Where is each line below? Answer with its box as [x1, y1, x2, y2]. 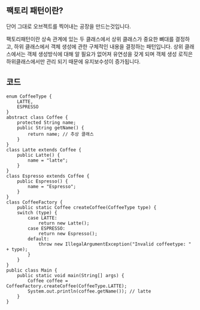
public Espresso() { [17, 178, 68, 184]
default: [28, 236, 50, 242]
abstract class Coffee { [6, 114, 68, 120]
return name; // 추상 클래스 [28, 131, 94, 137]
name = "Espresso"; [28, 183, 77, 190]
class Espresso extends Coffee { [6, 173, 90, 179]
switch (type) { [17, 209, 58, 215]
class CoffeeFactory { [6, 199, 63, 205]
